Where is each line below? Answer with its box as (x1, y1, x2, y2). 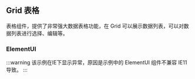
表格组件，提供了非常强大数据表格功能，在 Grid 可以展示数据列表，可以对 (6, 22, 184, 29)
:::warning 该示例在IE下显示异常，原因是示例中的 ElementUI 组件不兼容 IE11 (6, 59, 187, 66)
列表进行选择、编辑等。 (11, 29, 68, 37)
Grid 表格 (6, 5, 40, 16)
